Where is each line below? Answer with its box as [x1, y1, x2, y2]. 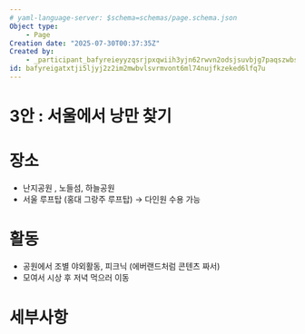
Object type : [9, 22, 59, 31]
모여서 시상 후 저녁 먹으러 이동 [22, 271, 130, 282]
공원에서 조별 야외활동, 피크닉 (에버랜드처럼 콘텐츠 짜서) [22, 260, 221, 271]
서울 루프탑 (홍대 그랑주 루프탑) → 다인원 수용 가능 [22, 194, 202, 204]
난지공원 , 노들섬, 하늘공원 [22, 182, 115, 193]
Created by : [9, 47, 54, 56]
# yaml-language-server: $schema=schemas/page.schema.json [9, 13, 238, 23]
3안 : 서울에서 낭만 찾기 [9, 106, 172, 127]
